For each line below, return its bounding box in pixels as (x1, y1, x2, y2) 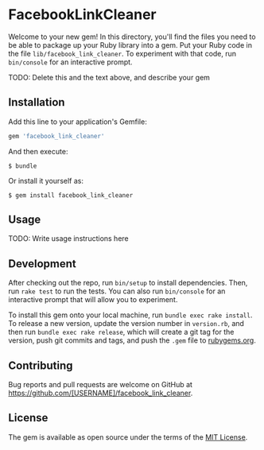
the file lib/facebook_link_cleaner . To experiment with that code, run (8, 48, 237, 58)
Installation (8, 95, 65, 109)
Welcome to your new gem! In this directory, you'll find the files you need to (8, 32, 256, 41)
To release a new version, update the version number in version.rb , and (8, 319, 245, 328)
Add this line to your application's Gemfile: (8, 117, 147, 126)
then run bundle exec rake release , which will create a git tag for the (8, 328, 235, 337)
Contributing (8, 359, 73, 372)
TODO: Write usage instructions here (8, 234, 129, 243)
